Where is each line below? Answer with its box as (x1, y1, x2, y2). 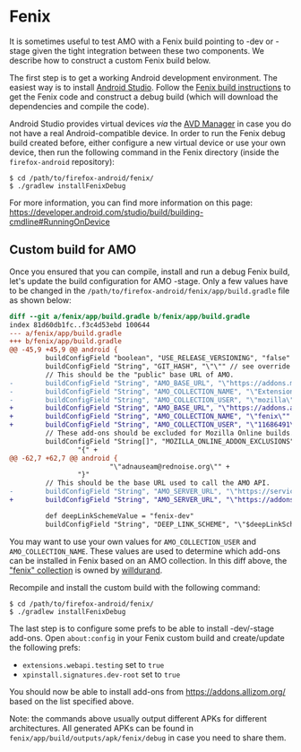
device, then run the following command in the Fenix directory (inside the (9, 146, 279, 158)
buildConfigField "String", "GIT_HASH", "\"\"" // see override (45, 362, 291, 371)
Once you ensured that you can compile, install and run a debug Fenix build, (9, 266, 290, 277)
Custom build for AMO (9, 242, 137, 257)
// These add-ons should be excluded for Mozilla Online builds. (45, 428, 295, 437)
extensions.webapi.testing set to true (21, 659, 165, 670)
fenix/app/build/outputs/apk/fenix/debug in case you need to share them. (9, 732, 287, 743)
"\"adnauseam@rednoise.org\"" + (108, 462, 230, 471)
